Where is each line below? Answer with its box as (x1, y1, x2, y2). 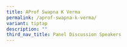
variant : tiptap (6, 20, 48, 26)
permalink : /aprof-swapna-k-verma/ (6, 15, 97, 21)
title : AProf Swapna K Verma (6, 9, 81, 15)
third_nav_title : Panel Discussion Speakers (6, 32, 122, 38)
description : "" (6, 26, 48, 32)
